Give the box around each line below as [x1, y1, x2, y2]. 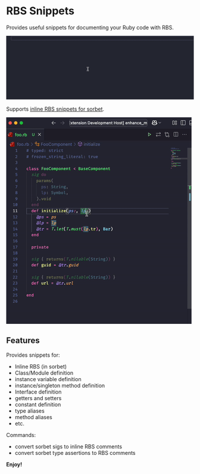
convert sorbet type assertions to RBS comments [14, 449, 136, 456]
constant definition [14, 401, 61, 408]
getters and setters [14, 394, 62, 401]
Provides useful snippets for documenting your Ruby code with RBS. [6, 24, 174, 31]
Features [6, 335, 40, 346]
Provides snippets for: [6, 351, 61, 358]
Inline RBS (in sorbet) [14, 363, 67, 370]
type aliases [14, 407, 45, 414]
